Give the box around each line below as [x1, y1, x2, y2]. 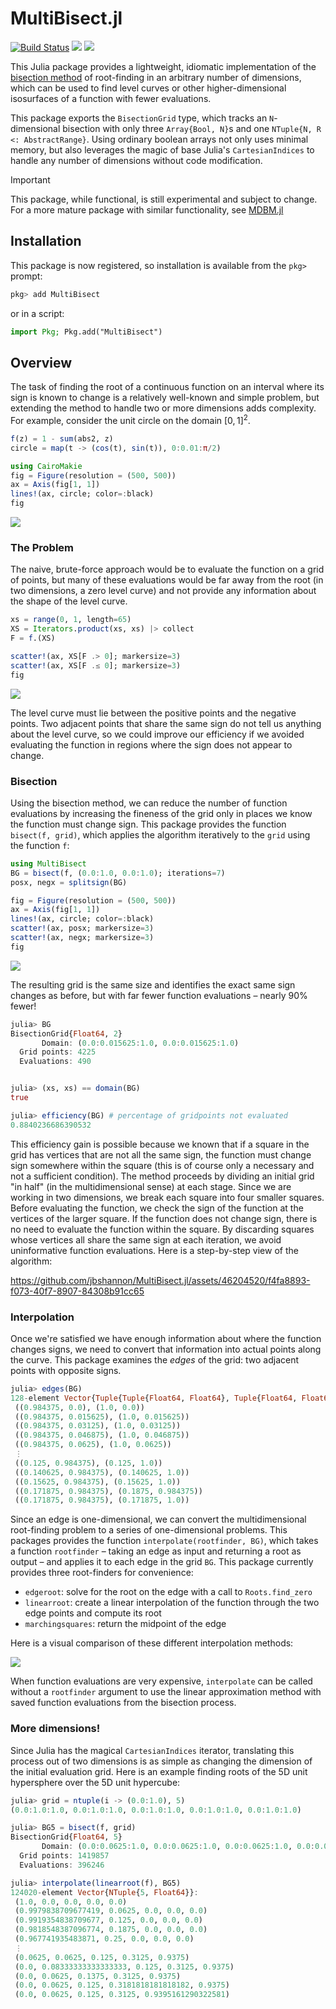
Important [10, 173, 51, 186]
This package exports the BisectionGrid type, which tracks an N [10, 112, 275, 124]
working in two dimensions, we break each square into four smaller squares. [10, 1191, 325, 1203]
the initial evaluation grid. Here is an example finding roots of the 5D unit [10, 1765, 308, 1777]
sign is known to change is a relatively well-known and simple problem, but [10, 392, 320, 404]
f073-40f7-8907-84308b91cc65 [10, 1285, 145, 1297]
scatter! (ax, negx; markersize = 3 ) [10, 933, 155, 943]
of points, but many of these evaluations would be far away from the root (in [10, 574, 324, 586]
